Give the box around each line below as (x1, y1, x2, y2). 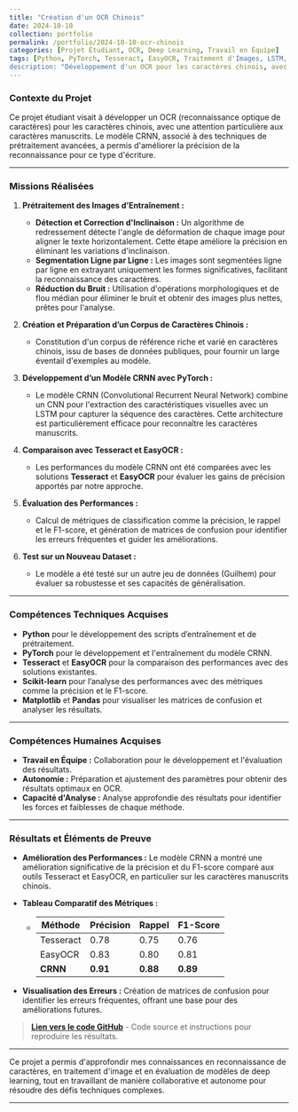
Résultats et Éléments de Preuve (9, 832, 153, 844)
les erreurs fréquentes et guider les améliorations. (35, 534, 219, 545)
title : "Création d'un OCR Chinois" (9, 12, 145, 22)
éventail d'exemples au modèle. (35, 356, 152, 367)
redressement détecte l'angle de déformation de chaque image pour (35, 227, 286, 238)
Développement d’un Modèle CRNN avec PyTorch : (21, 373, 214, 383)
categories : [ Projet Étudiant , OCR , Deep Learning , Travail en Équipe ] (9, 46, 279, 55)
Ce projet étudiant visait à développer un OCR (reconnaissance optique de (9, 112, 281, 122)
